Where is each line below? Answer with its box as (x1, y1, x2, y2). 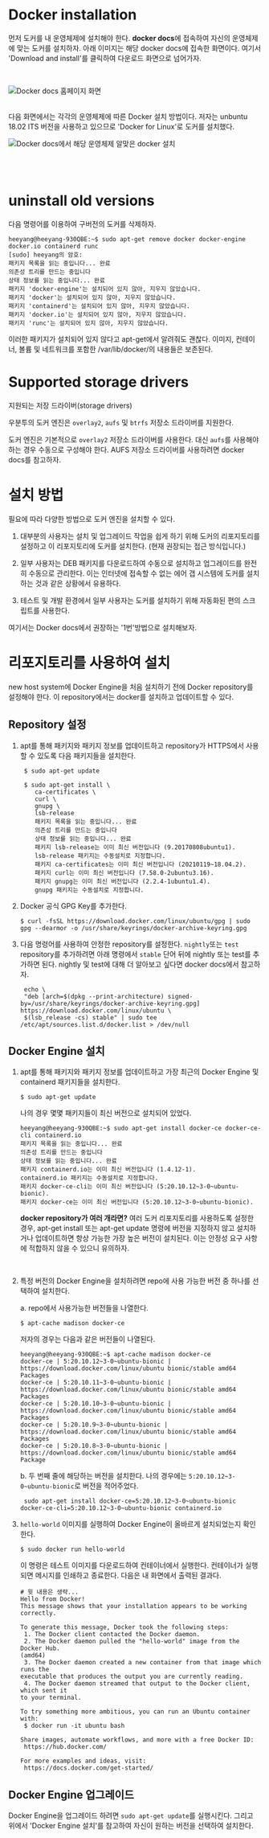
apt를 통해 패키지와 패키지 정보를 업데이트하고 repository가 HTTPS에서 (19, 741, 245, 750)
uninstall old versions (8, 191, 155, 210)
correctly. (19, 1610, 57, 1618)
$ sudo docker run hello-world (19, 1545, 125, 1553)
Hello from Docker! (19, 1595, 86, 1603)
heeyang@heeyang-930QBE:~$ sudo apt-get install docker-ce (19, 1124, 222, 1133)
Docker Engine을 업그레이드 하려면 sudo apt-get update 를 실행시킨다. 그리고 (8, 1811, 254, 1820)
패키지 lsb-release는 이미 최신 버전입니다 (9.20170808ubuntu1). (35, 843, 236, 851)
